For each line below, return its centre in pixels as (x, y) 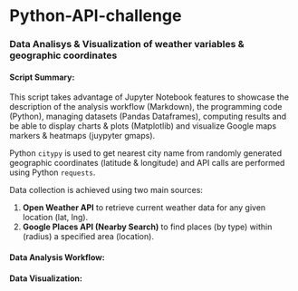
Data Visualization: (46, 278)
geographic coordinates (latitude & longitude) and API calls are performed (147, 163)
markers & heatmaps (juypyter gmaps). (82, 136)
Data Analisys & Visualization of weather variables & (127, 44)
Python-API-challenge (96, 16)
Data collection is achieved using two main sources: (106, 190)
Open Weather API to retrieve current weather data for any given (144, 208)
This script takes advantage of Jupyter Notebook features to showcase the (149, 97)
